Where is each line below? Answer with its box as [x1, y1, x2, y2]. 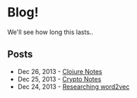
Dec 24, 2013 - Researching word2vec [17, 82, 130, 91]
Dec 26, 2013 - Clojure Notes [17, 67, 102, 75]
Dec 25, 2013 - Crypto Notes [17, 75, 102, 83]
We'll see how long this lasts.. [7, 28, 94, 36]
